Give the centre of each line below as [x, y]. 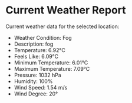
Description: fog [34, 44]
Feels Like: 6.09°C [36, 56]
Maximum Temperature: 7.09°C [52, 68]
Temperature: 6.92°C [39, 50]
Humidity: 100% [33, 81]
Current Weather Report [66, 10]
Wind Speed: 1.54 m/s [41, 87]
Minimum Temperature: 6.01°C [51, 63]
